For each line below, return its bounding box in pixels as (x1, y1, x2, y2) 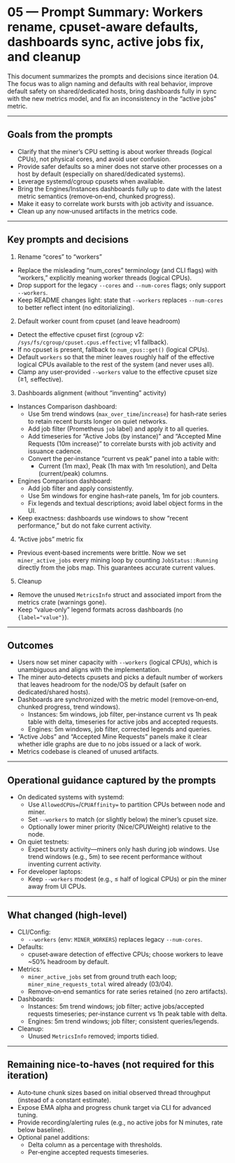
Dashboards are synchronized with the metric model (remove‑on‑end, (17, 695, 219, 704)
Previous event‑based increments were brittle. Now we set (17, 548, 187, 557)
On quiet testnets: (17, 838, 69, 846)
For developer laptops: (17, 867, 83, 876)
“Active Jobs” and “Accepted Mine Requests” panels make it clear (17, 733, 208, 741)
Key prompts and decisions (7, 234, 129, 246)
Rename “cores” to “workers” (17, 252, 103, 261)
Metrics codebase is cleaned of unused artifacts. (17, 748, 159, 756)
